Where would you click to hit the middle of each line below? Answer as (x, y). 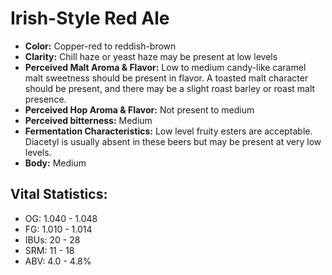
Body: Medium (55, 163)
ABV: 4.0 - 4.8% (58, 261)
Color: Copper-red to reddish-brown (100, 46)
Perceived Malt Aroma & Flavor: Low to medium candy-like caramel (165, 67)
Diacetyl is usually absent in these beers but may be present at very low (173, 141)
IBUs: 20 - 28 (52, 239)
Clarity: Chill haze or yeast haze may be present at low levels (151, 56)
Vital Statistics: (59, 194)
